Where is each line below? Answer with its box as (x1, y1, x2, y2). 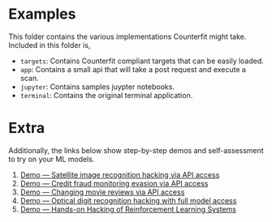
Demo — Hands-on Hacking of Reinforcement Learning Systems (19, 204, 237, 214)
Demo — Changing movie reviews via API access (19, 187, 185, 197)
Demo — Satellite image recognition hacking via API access (19, 169, 220, 179)
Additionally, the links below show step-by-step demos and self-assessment (8, 145, 264, 155)
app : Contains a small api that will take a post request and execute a (19, 64, 246, 74)
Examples (8, 5, 76, 23)
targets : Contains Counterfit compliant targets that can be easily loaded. (19, 56, 264, 66)
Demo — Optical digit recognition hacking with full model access (19, 195, 237, 205)
